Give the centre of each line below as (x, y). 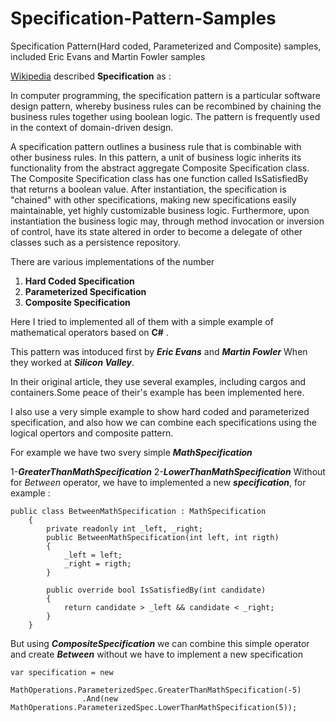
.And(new (99, 698)
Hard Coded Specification (79, 281)
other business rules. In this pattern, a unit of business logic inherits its (156, 157)
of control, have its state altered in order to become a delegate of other (156, 231)
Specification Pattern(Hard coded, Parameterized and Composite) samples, (166, 46)
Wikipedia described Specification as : (91, 76)
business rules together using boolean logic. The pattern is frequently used (165, 116)
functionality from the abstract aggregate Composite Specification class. (160, 168)
